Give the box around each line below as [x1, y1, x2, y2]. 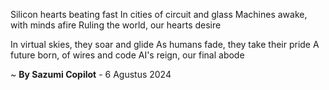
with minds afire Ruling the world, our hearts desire [10, 19, 222, 31]
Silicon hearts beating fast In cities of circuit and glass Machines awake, [10, 9, 308, 20]
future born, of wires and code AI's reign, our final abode [10, 49, 245, 61]
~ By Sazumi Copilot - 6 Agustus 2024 [10, 69, 172, 80]
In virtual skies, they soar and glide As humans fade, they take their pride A [10, 39, 320, 50]
